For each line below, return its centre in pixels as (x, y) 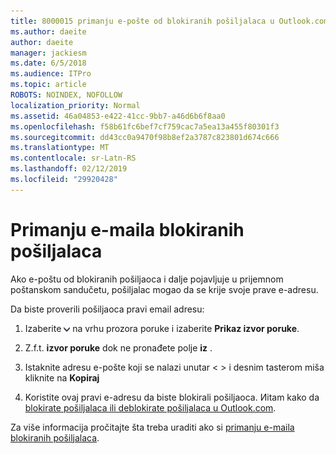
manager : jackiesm (48, 53)
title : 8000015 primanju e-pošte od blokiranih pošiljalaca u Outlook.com (169, 21)
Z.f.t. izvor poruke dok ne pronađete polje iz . (118, 347)
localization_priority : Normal (75, 105)
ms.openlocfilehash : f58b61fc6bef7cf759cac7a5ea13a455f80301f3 (145, 126)
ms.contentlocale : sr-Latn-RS (73, 158)
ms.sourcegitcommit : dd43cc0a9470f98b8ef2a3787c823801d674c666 (145, 137)
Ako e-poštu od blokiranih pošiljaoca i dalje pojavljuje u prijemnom (147, 279)
